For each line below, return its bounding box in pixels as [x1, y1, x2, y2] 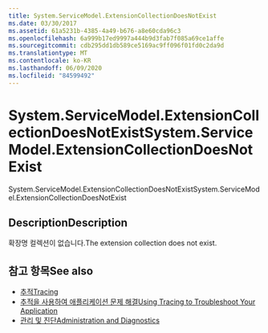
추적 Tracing [19, 287, 59, 297]
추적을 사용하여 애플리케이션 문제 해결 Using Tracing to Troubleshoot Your [19, 297, 256, 306]
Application [19, 306, 59, 316]
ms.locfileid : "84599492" [8, 72, 95, 80]
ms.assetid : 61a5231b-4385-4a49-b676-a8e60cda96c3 [8, 27, 181, 35]
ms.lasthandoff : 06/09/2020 [8, 64, 103, 72]
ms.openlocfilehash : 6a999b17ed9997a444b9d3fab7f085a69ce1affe [8, 34, 225, 43]
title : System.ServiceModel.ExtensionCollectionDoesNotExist [8, 11, 217, 20]
